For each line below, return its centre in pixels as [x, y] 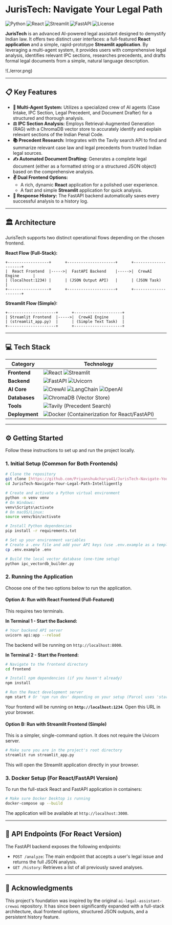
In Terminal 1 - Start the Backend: [41, 621]
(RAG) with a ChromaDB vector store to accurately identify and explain [87, 129]
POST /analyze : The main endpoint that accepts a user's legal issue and [88, 856]
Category [23, 364]
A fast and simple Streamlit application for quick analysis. [81, 190]
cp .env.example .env [28, 549]
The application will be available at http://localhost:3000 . [67, 813]
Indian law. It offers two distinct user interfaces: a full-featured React [78, 39]
